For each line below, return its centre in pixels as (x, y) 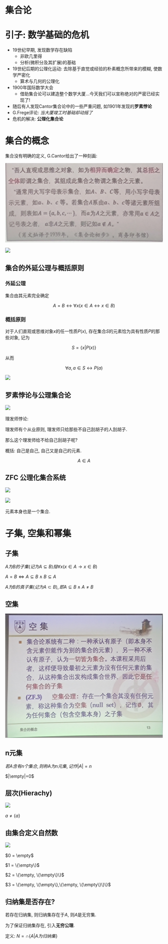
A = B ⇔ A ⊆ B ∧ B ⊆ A (31, 577)
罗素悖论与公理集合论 (38, 395)
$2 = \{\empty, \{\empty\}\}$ (35, 875)
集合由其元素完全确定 (27, 295)
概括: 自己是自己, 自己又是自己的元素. (43, 450)
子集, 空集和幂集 (38, 533)
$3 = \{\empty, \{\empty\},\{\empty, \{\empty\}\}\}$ (58, 885)
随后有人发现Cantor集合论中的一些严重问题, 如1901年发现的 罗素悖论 (82, 106)
